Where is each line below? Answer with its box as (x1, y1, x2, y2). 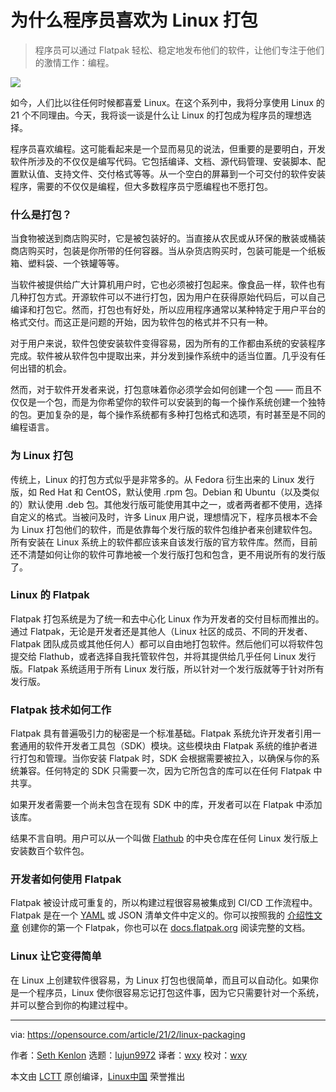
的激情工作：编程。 (34, 56, 115, 68)
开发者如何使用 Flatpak (10, 872, 122, 886)
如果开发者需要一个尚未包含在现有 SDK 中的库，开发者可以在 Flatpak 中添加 (10, 799, 323, 811)
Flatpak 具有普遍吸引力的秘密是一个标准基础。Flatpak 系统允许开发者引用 (10, 727, 313, 740)
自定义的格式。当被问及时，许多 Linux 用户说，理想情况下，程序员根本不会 (10, 511, 318, 523)
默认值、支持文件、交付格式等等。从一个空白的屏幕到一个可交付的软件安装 (18, 167, 326, 180)
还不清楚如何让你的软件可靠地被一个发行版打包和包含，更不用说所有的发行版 (10, 548, 326, 560)
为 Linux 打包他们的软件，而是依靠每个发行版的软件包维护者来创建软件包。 (10, 523, 318, 535)
